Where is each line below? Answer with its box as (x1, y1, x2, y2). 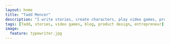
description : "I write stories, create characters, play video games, (5, 17, 157, 22)
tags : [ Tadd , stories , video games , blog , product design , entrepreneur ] (5, 21, 164, 27)
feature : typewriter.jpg (10, 31, 62, 36)
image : (5, 26, 19, 31)
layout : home (5, 7, 33, 13)
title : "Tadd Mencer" (5, 12, 51, 17)
